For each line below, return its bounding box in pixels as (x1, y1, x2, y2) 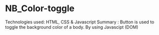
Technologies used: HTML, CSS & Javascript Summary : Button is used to (5, 19, 155, 25)
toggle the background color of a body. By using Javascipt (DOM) (5, 24, 139, 30)
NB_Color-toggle (5, 3, 75, 14)
